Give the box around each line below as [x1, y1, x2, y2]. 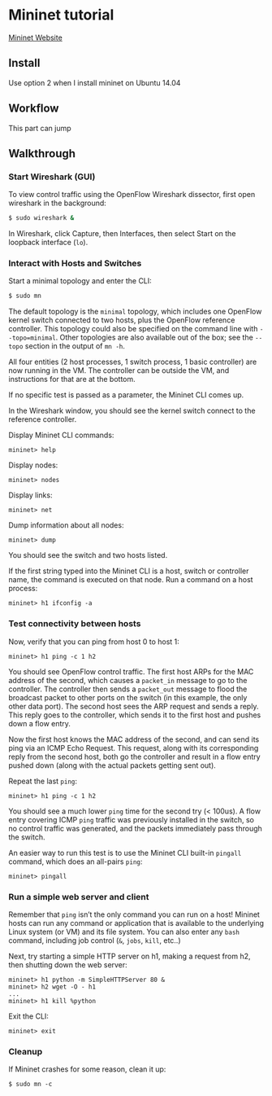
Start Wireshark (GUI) [8, 171, 96, 182]
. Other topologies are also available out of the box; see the [55, 332, 253, 343]
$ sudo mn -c [8, 1081, 53, 1089]
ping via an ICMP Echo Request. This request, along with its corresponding [8, 743, 259, 752]
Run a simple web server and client [8, 891, 149, 902]
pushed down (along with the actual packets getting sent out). [8, 760, 217, 770]
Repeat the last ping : [8, 776, 78, 786]
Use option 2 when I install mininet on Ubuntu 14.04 [8, 77, 181, 87]
